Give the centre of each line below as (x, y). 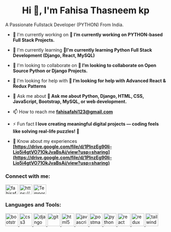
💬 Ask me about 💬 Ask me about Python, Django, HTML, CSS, (78, 96)
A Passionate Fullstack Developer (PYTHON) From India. (65, 25)
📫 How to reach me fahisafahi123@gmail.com (63, 112)
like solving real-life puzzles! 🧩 (46, 131)
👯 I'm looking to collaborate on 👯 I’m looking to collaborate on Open (84, 65)
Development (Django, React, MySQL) (54, 55)
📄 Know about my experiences (45, 141)
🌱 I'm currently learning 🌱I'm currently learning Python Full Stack (82, 50)
